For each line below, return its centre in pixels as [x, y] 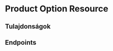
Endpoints [21, 42]
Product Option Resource [57, 9]
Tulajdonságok [28, 26]
